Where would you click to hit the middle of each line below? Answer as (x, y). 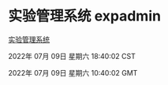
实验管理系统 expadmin (85, 16)
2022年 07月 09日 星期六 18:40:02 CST (72, 56)
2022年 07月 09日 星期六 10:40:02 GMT (73, 72)
